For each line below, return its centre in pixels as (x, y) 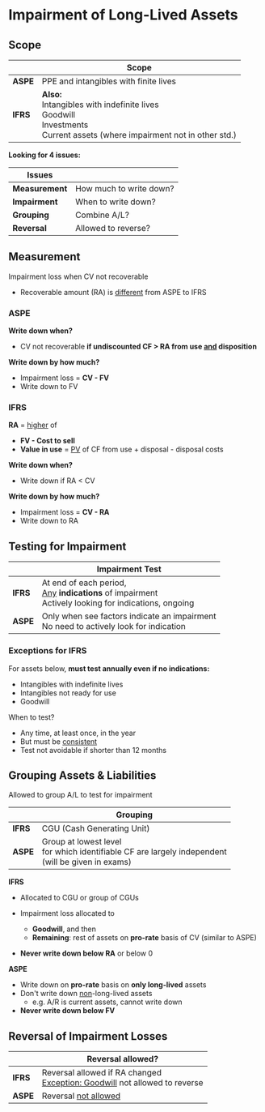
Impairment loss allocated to (67, 913)
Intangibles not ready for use (68, 693)
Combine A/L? (102, 215)
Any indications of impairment (100, 593)
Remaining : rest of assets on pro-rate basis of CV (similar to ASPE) (144, 938)
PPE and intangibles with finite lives (109, 81)
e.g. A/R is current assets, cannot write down (107, 1002)
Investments (65, 125)
